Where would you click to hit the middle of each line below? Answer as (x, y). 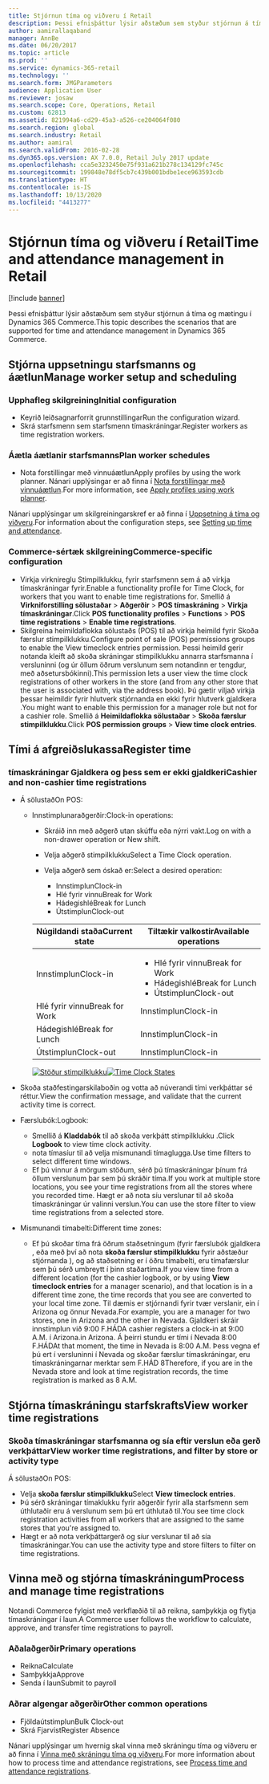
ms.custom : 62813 (37, 113)
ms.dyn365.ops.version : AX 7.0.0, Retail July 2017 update (109, 157)
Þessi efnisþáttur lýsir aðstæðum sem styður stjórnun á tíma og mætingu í (130, 314)
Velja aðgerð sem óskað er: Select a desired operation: (133, 871)
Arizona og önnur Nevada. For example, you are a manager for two (141, 1312)
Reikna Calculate (46, 1666)
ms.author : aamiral (41, 142)
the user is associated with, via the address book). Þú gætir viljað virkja (137, 690)
